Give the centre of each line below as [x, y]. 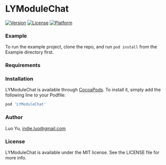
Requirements [23, 65]
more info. [16, 157]
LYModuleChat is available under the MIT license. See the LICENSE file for [82, 152]
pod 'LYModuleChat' [26, 104]
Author [14, 118]
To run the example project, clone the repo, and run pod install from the [81, 47]
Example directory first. [30, 52]
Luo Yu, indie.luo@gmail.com [36, 128]
